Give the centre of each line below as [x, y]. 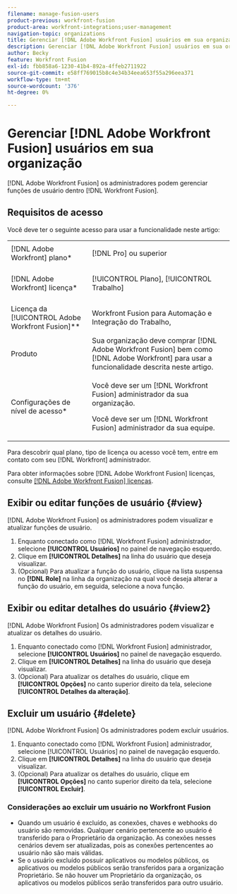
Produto [24, 353]
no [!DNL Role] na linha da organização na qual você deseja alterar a [117, 578]
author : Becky [28, 54]
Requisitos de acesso [55, 213]
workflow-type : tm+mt [39, 79]
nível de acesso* [39, 411]
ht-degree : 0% [28, 92]
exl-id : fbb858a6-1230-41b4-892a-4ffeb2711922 [77, 66]
